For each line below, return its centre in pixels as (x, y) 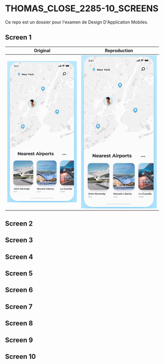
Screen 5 (19, 273)
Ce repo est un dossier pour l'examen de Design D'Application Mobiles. (77, 22)
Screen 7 (19, 307)
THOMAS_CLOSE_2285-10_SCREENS (82, 9)
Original (42, 51)
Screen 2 (19, 223)
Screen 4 (19, 257)
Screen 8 (19, 323)
